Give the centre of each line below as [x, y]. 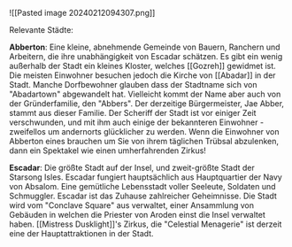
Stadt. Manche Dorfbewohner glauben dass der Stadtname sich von [133, 85]
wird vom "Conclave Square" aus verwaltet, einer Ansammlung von [132, 205]
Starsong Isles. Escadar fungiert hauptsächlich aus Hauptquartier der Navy [146, 177]
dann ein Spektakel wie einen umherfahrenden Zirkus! [108, 151]
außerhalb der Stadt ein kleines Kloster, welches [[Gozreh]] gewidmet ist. [142, 66]
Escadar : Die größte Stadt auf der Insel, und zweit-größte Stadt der [132, 168]
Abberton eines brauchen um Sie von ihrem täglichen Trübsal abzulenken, [144, 141]
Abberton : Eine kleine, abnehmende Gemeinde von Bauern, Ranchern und [145, 47]
